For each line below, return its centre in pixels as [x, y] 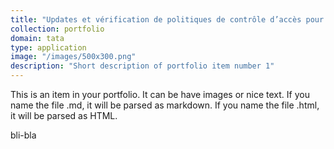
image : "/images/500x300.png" [73, 57]
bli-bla [23, 135]
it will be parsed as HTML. [64, 115]
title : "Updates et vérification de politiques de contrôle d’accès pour [167, 19]
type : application [48, 47]
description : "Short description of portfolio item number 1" [142, 66]
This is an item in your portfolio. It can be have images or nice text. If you [160, 94]
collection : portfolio [57, 29]
